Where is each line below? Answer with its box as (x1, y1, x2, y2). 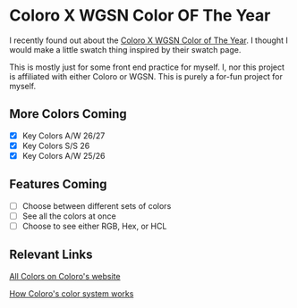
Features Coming (9, 177, 107, 192)
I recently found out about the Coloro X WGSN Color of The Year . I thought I (9, 35, 289, 46)
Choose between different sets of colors (21, 200, 172, 211)
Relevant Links (9, 247, 93, 262)
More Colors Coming (9, 106, 127, 121)
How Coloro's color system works (9, 287, 134, 299)
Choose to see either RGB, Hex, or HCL (21, 221, 167, 231)
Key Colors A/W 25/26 (21, 150, 106, 161)
